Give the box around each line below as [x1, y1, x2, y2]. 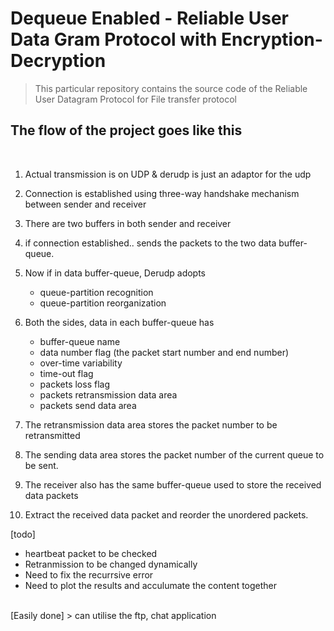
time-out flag [39, 367, 94, 379]
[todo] [10, 528, 36, 540]
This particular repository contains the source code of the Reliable [34, 82, 308, 94]
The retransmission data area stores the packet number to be [24, 418, 278, 431]
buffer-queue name [39, 335, 121, 347]
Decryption [10, 50, 107, 72]
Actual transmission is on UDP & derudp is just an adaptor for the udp [24, 168, 312, 180]
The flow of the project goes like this [10, 122, 243, 139]
